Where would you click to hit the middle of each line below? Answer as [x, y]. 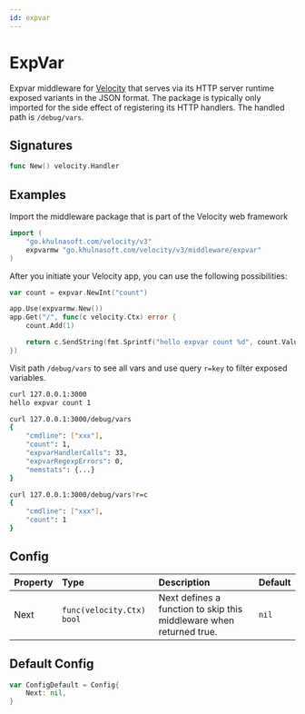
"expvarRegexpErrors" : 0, [75, 461]
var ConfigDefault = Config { [64, 685]
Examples [38, 195]
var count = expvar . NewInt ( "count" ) [79, 293]
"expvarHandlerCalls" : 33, [77, 453]
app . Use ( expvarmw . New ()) [56, 309]
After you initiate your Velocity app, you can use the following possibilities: [148, 276]
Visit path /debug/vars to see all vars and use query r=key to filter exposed [148, 368]
